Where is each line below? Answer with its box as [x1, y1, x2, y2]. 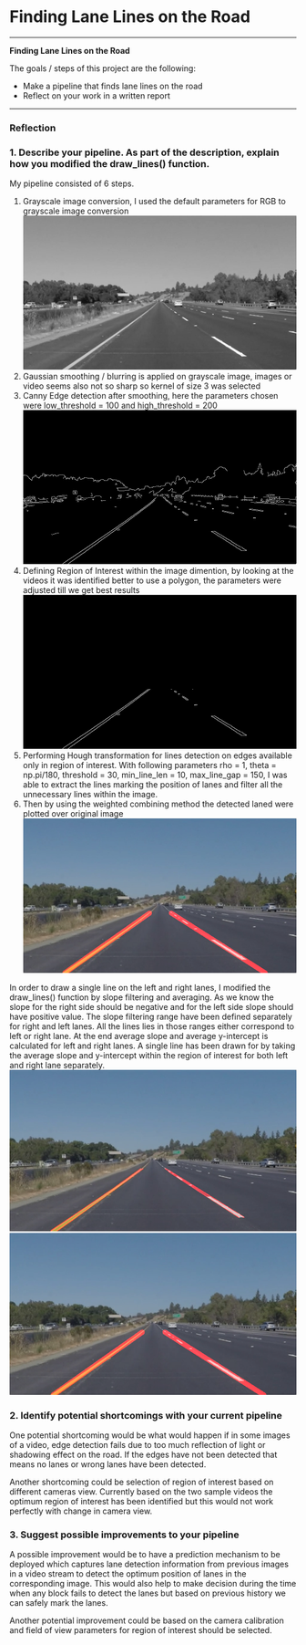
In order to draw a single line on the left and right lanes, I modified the [9, 982, 271, 993]
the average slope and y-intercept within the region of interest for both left [9, 1049, 289, 1060]
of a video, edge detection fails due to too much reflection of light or [9, 1439, 266, 1450]
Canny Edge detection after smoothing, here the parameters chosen [22, 390, 279, 401]
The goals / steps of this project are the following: [9, 62, 196, 74]
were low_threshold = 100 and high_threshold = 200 [22, 400, 219, 411]
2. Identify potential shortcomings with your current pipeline [9, 1409, 282, 1421]
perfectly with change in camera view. [9, 1505, 153, 1516]
